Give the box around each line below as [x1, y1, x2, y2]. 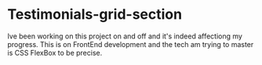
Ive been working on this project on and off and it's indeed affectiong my [7, 31, 242, 41]
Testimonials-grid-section [7, 5, 182, 23]
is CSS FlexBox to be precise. [7, 48, 103, 57]
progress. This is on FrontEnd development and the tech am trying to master [7, 39, 254, 49]
